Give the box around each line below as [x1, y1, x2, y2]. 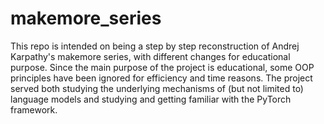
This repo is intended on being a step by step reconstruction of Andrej [10, 40, 300, 52]
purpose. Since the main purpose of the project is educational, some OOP [10, 61, 315, 73]
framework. [10, 103, 58, 116]
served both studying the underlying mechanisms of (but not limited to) [10, 82, 304, 94]
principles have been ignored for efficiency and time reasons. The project [10, 72, 313, 84]
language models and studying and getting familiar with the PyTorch [10, 93, 292, 105]
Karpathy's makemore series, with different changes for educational [10, 50, 291, 62]
